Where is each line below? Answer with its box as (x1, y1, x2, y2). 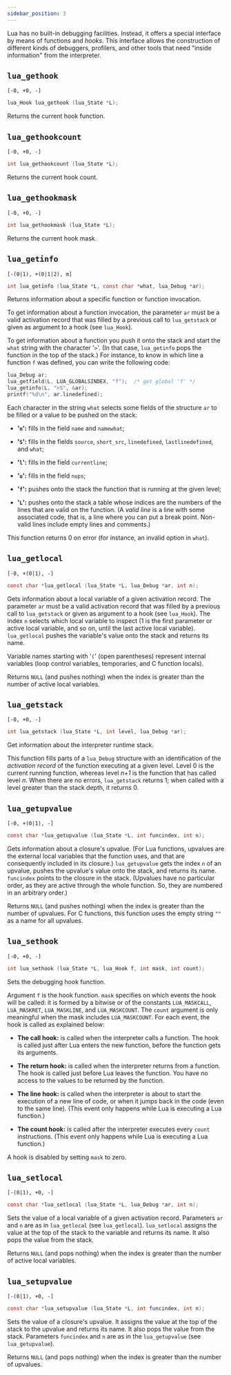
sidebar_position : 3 (7, 10, 67, 17)
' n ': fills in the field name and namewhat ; (17, 424, 125, 432)
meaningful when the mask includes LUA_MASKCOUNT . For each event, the (7, 1012, 210, 1021)
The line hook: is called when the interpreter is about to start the (17, 1090, 201, 1098)
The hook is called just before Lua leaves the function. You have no (17, 1069, 208, 1077)
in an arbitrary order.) (7, 888, 68, 897)
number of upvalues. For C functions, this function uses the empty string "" (7, 909, 222, 917)
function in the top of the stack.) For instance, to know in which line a (7, 351, 203, 359)
